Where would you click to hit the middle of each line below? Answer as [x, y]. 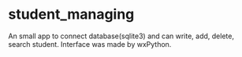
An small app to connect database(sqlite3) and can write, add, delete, [121, 36]
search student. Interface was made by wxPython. [90, 44]
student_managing [71, 14]
